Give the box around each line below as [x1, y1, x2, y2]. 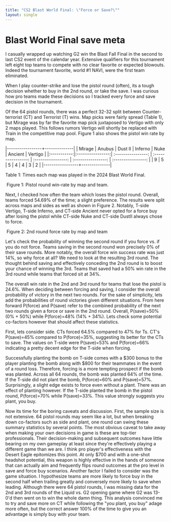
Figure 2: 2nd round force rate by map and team [6, 229, 108, 235]
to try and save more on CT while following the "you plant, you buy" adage [5, 501, 162, 507]
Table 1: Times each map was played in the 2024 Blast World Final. [5, 172, 145, 178]
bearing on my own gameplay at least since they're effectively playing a [5, 441, 157, 447]
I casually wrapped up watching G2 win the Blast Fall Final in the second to [5, 51, 163, 57]
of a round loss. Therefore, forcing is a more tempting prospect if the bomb [5, 366, 163, 372]
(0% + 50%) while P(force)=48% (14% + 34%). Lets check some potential [5, 313, 162, 319]
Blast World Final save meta [5, 34, 126, 46]
